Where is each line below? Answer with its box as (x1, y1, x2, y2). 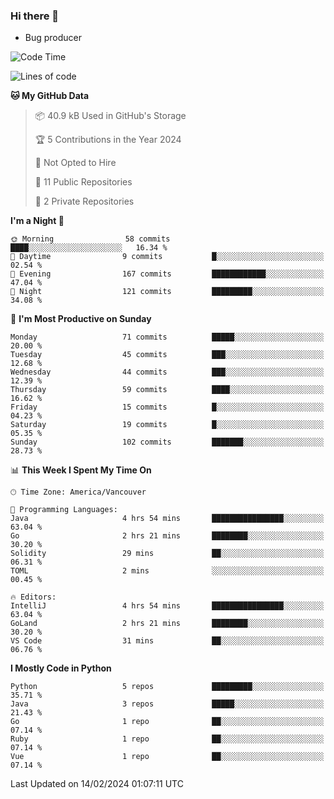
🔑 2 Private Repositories (34, 195, 135, 208)
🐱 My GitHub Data (10, 90, 90, 102)
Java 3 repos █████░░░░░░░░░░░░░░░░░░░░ (10, 699, 325, 709)
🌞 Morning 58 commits (10, 234, 171, 244)
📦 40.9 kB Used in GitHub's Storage (34, 110, 187, 122)
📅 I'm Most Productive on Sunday (10, 313, 152, 325)
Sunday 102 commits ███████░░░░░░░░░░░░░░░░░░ (10, 437, 325, 448)
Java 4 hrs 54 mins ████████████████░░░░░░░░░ (10, 514, 325, 524)
